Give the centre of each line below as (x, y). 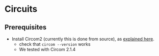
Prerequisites (26, 27)
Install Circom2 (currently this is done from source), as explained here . (83, 39)
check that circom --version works (55, 44)
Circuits (21, 9)
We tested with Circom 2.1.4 (47, 49)
